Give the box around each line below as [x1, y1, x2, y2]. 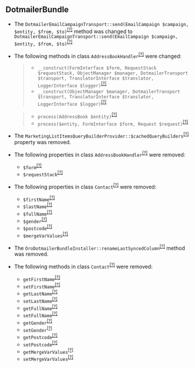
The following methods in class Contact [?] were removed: [14, 262, 153, 270]
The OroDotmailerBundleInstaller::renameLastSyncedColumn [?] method [14, 243, 185, 252]
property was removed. [14, 139, 71, 146]
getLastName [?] [22, 289, 58, 297]
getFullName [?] [22, 304, 58, 312]
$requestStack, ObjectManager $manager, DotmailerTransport [37, 70, 189, 76]
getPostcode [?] [22, 333, 58, 340]
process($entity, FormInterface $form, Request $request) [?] [37, 119, 189, 127]
